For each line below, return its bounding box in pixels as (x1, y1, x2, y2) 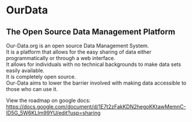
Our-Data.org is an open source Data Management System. (6, 42, 149, 49)
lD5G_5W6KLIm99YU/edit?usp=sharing (6, 109, 101, 116)
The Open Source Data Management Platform (6, 27, 176, 37)
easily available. (6, 67, 45, 74)
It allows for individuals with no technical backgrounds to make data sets (6, 61, 181, 68)
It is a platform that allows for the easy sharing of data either (6, 48, 152, 55)
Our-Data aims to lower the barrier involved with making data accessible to (6, 79, 187, 86)
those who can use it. (6, 86, 58, 92)
